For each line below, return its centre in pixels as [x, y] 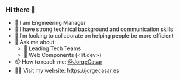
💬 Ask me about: [35, 42]
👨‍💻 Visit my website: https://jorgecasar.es [67, 71]
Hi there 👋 [21, 10]
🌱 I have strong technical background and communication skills [94, 29]
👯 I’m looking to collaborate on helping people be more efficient [94, 36]
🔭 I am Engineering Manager [50, 23]
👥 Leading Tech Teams [52, 48]
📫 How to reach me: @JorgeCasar [58, 62]
